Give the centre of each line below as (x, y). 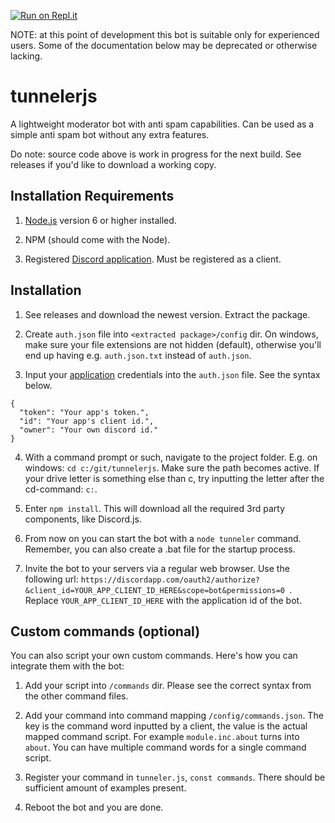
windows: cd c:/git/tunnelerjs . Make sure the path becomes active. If (172, 467)
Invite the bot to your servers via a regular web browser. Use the (157, 568)
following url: (51, 579)
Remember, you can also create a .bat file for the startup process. (160, 549)
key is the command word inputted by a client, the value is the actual (166, 726)
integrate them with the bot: (67, 666)
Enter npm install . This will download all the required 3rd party (155, 508)
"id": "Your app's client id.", (87, 421)
